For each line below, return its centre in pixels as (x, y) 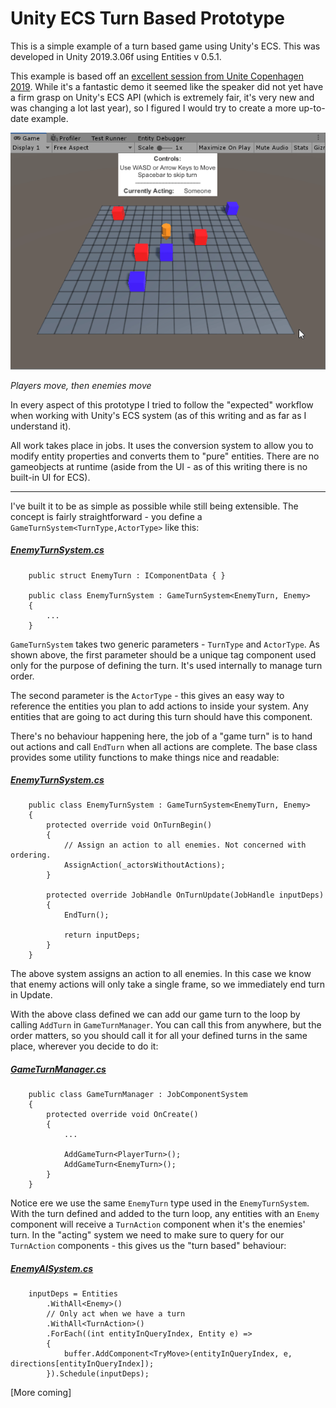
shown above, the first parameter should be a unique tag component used (163, 654)
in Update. (31, 995)
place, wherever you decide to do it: (84, 1046)
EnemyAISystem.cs (52, 1269)
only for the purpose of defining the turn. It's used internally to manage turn (166, 665)
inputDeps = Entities (73, 1294)
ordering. (31, 855)
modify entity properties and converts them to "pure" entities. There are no (165, 456)
